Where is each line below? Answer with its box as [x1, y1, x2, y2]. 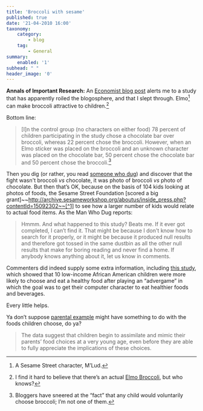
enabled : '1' [17, 59, 50, 65]
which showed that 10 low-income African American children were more [6, 271, 186, 278]
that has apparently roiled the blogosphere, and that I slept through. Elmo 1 [6, 94, 190, 102]
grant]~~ [6, 196, 29, 203]
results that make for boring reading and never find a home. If [21, 246, 175, 254]
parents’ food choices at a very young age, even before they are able [21, 338, 193, 345]
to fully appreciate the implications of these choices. [21, 345, 152, 352]
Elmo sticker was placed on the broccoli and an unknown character [21, 144, 189, 152]
